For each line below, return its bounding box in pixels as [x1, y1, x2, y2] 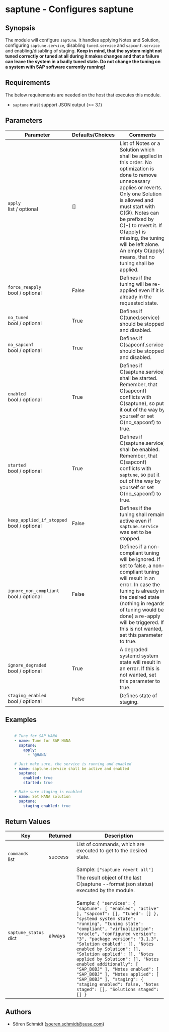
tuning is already [119, 587, 159, 594]
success [48, 853, 69, 860]
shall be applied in [119, 152, 162, 160]
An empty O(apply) [119, 247, 165, 254]
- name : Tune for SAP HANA [14, 738, 71, 743]
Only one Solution [119, 190, 162, 197]
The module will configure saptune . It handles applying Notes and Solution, [5, 37, 160, 43]
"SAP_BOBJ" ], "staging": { [76, 976, 144, 983]
